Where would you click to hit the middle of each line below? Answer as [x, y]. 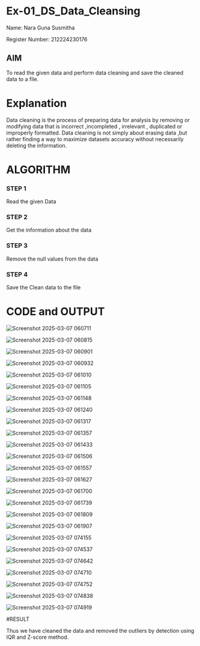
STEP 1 [16, 189]
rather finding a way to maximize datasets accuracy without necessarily [95, 139]
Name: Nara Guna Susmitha [41, 28]
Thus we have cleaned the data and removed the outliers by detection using [100, 631]
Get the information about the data [49, 230]
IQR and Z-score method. [38, 637]
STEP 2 [17, 217]
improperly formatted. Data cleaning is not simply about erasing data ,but [97, 133]
